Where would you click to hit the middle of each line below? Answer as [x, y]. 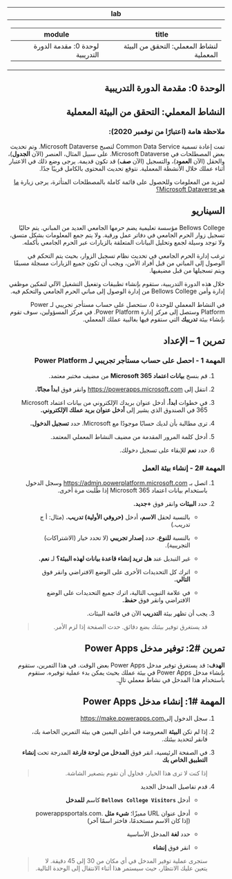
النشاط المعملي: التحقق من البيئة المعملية [145, 112]
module [57, 34]
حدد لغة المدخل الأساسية [158, 834]
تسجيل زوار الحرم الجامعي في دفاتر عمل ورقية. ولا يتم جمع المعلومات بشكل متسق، [117, 235]
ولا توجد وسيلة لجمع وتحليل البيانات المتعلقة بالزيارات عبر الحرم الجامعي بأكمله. [123, 242]
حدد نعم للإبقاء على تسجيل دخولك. [164, 450]
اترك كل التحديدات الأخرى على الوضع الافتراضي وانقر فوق [116, 571]
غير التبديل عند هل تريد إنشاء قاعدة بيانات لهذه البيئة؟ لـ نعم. [114, 558]
